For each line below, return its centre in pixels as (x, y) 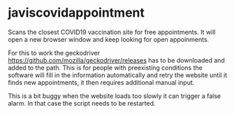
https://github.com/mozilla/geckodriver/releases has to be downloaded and (117, 60)
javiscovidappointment (76, 13)
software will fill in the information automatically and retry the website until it (118, 75)
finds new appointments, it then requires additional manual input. (101, 82)
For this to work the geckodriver (54, 53)
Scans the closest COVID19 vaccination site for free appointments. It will (112, 32)
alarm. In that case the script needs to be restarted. (82, 103)
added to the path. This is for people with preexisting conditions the (105, 67)
